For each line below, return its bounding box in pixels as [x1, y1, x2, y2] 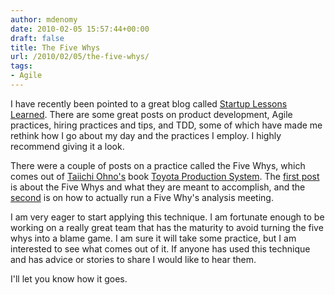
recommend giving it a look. [10, 140, 125, 152]
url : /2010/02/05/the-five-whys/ [10, 52, 150, 62]
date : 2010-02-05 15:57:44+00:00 [10, 24, 150, 34]
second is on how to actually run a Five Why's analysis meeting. [10, 191, 274, 203]
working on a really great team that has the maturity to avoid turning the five [10, 221, 324, 233]
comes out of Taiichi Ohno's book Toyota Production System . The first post [10, 170, 320, 182]
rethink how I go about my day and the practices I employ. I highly [10, 129, 282, 141]
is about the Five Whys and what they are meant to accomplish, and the [10, 181, 306, 193]
